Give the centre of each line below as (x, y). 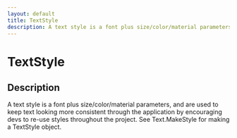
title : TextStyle (33, 20)
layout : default (31, 14)
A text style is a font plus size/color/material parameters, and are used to (113, 105)
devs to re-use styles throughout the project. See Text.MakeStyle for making (119, 120)
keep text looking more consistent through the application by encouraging (115, 112)
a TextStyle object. (35, 127)
